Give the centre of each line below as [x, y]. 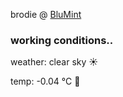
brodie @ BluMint [46, 14]
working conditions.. [62, 40]
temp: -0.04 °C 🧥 [45, 81]
